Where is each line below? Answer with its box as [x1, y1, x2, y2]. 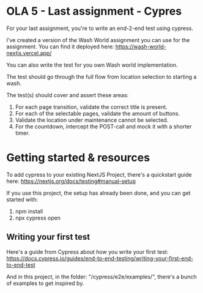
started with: [6, 196, 39, 203]
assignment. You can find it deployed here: [6, 43, 114, 50]
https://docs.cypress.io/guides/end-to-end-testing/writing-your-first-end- [6, 254, 194, 262]
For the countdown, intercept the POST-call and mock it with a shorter [15, 122, 192, 130]
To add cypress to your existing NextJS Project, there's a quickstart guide [6, 171, 193, 178]
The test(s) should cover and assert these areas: [6, 91, 129, 98]
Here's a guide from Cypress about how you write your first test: [6, 248, 169, 255]
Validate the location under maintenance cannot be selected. [15, 116, 169, 124]
